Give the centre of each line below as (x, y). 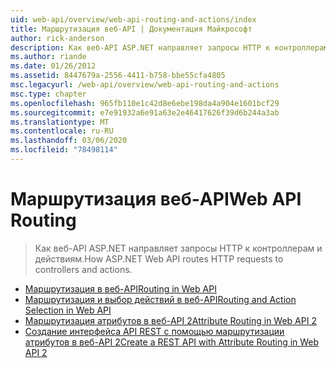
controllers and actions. (83, 269)
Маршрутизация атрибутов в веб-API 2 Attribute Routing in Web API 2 (170, 320)
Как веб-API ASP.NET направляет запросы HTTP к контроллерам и (178, 248)
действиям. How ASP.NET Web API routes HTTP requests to (159, 258)
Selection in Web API (68, 310)
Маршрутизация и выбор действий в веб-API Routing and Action (160, 299)
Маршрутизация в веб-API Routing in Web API (120, 288)
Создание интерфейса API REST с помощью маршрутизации (154, 331)
